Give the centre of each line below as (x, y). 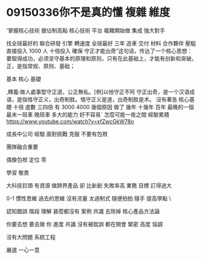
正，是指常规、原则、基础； (41, 66)
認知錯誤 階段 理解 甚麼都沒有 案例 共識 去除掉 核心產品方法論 (83, 211)
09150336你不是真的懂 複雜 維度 (88, 12)
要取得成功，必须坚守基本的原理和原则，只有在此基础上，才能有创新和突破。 (102, 58)
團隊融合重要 (22, 147)
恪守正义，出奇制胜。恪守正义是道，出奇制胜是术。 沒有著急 (102, 99)
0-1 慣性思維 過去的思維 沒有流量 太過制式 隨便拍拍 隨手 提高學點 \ (89, 198)
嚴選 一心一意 (23, 250)
